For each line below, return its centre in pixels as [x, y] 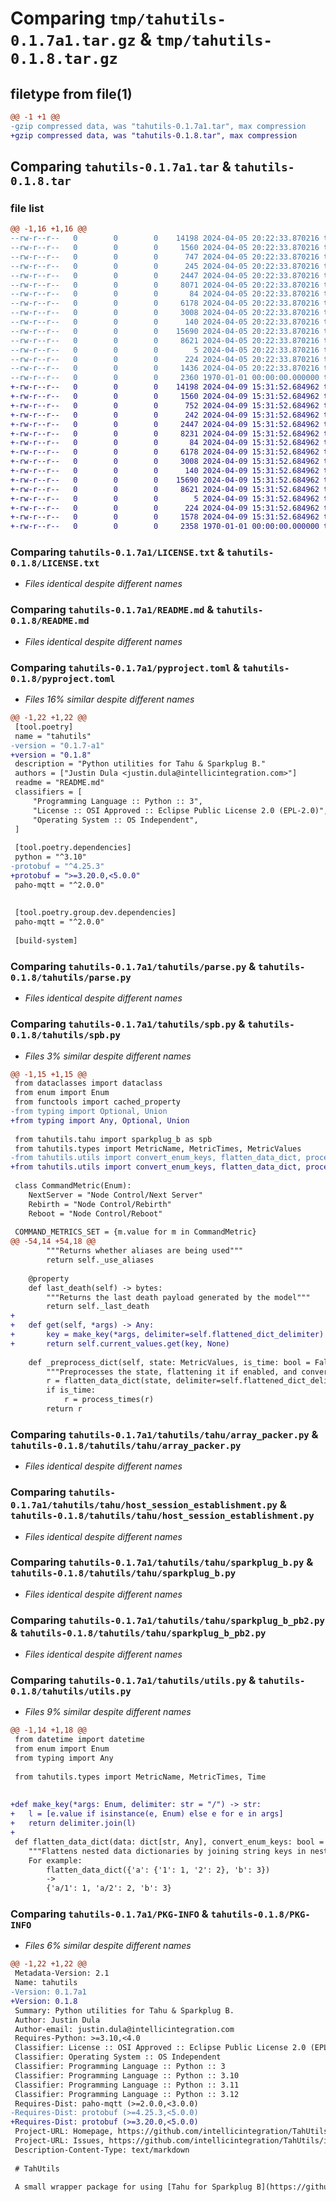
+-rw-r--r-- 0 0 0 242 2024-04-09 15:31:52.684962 [165, 415]
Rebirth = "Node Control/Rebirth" [100, 1204]
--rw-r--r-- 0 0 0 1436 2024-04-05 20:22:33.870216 [165, 368]
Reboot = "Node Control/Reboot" [95, 1213]
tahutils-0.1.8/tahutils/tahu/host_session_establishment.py [162, 1516]
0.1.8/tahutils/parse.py [71, 977]
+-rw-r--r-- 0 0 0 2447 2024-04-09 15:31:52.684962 [165, 424]
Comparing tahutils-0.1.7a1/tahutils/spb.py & [128, 1024]
